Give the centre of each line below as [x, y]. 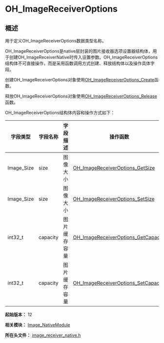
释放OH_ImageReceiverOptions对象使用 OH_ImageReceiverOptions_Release [81, 96]
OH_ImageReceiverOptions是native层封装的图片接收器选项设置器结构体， [79, 51]
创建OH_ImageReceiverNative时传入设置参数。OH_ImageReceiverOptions [83, 57]
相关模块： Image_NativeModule [38, 325]
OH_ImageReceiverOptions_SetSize [114, 199]
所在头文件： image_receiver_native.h [43, 335]
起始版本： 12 [19, 314]
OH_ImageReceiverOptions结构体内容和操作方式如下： [60, 113]
